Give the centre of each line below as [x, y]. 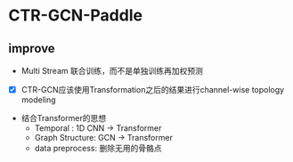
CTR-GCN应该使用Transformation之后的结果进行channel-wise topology [153, 89]
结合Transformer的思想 [64, 118]
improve [32, 49]
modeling [38, 100]
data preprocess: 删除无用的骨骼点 [98, 149]
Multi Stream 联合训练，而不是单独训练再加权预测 [112, 71]
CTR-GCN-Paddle [76, 16]
